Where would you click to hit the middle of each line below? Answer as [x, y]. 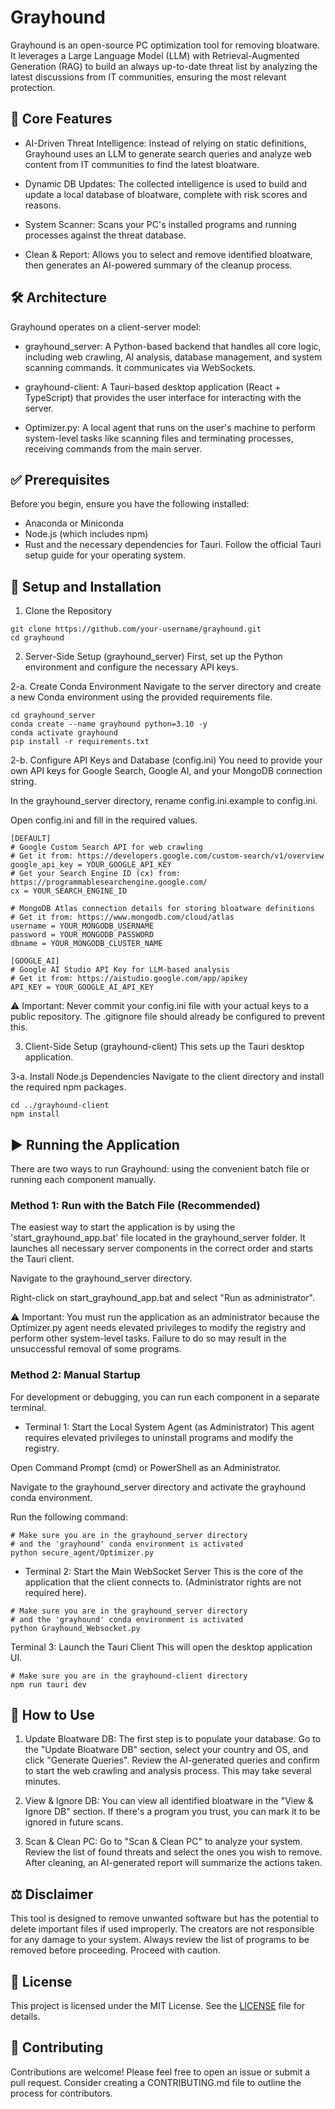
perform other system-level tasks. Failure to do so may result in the [148, 1338]
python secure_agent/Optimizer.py [82, 1552]
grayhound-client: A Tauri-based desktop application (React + [153, 387]
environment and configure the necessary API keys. [131, 667]
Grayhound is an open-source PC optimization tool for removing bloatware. [165, 45]
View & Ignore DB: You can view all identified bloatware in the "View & [169, 1801]
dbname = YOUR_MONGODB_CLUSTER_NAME [86, 944]
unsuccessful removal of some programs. [96, 1349]
